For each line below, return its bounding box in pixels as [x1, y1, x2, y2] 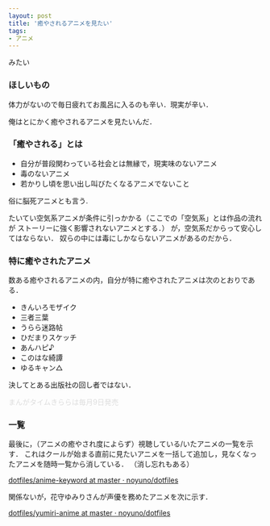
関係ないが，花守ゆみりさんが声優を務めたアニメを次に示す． [8, 492, 213, 502]
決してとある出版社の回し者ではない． [8, 380, 135, 390]
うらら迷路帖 [19, 323, 63, 332]
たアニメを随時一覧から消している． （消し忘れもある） [8, 459, 194, 469]
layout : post [8, 11, 52, 20]
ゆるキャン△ [19, 363, 63, 373]
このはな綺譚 [19, 353, 63, 363]
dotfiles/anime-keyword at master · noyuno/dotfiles [8, 475, 179, 485]
